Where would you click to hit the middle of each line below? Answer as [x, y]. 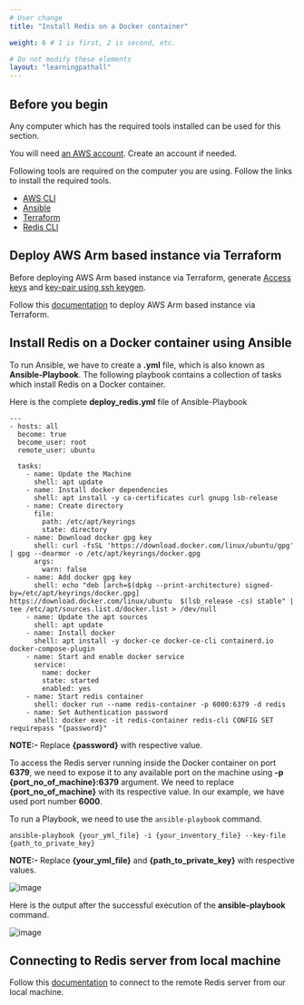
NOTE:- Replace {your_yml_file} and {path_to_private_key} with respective [152, 860]
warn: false [65, 569]
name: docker [67, 673]
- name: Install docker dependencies [97, 490]
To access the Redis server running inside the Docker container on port [143, 763]
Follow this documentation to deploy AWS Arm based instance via [132, 304]
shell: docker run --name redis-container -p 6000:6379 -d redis [159, 704]
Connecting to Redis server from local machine [145, 960]
